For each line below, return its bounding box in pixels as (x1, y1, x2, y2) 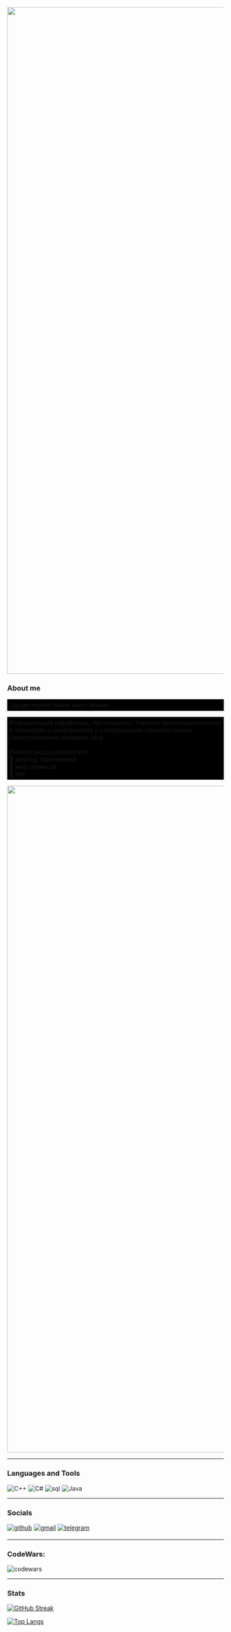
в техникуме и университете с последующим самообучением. (9, 726, 195, 734)
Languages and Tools (7, 1469, 80, 1479)
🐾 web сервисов (9, 763, 57, 771)
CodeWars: (7, 1549, 46, 1558)
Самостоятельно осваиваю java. (9, 733, 105, 742)
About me (7, 683, 41, 692)
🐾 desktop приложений (9, 755, 77, 763)
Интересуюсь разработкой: (9, 748, 91, 756)
